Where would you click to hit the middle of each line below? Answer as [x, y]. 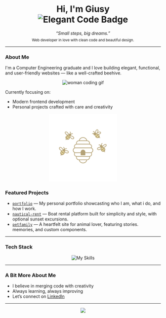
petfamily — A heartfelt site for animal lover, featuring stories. [75, 224]
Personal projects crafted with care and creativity [62, 107]
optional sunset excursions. [40, 219]
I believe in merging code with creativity [53, 286]
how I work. [24, 209]
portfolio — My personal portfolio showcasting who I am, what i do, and [86, 204]
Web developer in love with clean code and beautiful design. [83, 40]
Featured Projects [27, 192]
